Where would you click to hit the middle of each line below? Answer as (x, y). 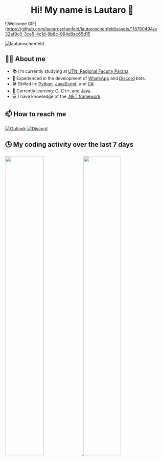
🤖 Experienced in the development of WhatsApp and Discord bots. (79, 78)
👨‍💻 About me (25, 59)
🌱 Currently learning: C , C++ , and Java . (52, 91)
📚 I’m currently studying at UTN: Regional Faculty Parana (70, 71)
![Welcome (16, 24)
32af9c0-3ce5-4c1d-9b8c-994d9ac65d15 (48, 34)
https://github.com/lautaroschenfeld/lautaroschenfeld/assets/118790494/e (82, 28)
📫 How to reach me (36, 114)
